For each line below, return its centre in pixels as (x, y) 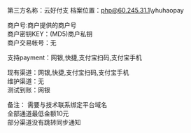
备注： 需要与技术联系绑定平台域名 (57, 105)
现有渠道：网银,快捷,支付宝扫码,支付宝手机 (68, 72)
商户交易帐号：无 (32, 43)
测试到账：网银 (29, 90)
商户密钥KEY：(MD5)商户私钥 (50, 34)
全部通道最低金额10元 (38, 113)
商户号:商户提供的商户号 (42, 25)
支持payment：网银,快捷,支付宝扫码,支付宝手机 (75, 57)
